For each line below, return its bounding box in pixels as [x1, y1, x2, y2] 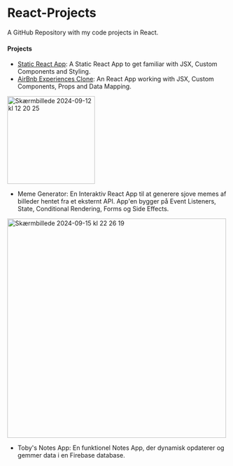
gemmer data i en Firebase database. [17, 451, 126, 460]
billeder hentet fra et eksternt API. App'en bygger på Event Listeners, [17, 197, 217, 206]
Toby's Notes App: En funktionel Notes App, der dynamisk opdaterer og [17, 444, 225, 452]
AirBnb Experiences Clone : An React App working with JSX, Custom [17, 75, 215, 84]
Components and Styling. [17, 67, 91, 76]
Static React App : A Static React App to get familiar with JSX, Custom [17, 60, 218, 68]
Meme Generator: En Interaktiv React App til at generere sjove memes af [17, 189, 227, 198]
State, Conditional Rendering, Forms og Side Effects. [17, 205, 169, 213]
